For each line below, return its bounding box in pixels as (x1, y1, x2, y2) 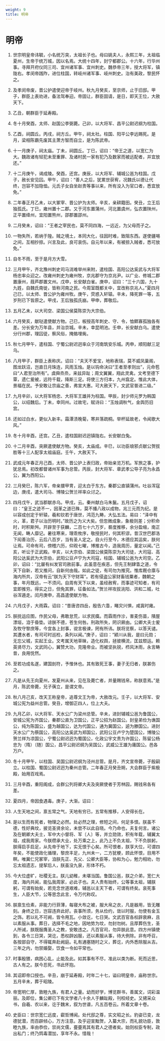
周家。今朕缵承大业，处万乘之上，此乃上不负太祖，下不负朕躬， (30, 838, 160, 844)
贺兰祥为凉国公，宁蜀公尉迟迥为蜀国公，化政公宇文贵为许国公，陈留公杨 (12, 735, 160, 742)
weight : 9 (5, 7, 26, 12)
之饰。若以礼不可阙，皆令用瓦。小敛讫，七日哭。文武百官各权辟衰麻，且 (12, 914, 160, 920)
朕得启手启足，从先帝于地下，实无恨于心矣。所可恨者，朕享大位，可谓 (12, 844, 156, 850)
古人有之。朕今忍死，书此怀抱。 (12, 962, 78, 968)
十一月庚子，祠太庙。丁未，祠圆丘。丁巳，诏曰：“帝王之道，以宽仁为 (12, 148, 154, 154)
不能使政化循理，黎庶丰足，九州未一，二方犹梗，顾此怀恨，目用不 (26, 850, 160, 856)
